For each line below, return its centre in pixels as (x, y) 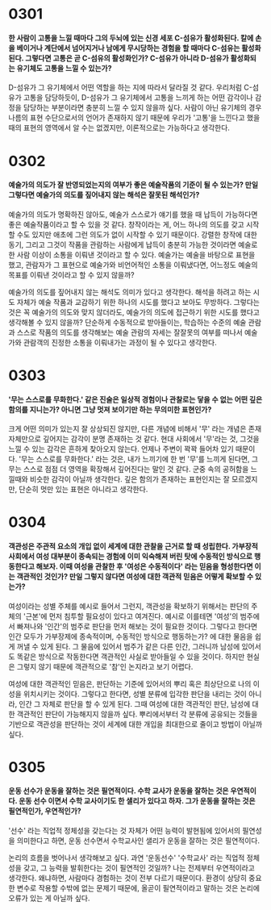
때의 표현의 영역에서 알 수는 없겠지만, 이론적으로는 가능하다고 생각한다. (119, 128)
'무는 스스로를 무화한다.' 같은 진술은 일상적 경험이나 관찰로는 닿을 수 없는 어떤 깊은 (135, 399)
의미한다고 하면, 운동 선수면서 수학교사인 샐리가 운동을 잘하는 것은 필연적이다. (138, 841)
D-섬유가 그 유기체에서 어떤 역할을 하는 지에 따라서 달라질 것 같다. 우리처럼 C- (130, 88)
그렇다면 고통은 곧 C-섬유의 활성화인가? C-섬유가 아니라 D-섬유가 (127, 58)
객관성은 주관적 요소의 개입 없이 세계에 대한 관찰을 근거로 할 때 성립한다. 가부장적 (133, 546)
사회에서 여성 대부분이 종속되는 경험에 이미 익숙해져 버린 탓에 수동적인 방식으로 (130, 556)
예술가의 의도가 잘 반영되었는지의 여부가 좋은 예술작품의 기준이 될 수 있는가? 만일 (133, 185)
